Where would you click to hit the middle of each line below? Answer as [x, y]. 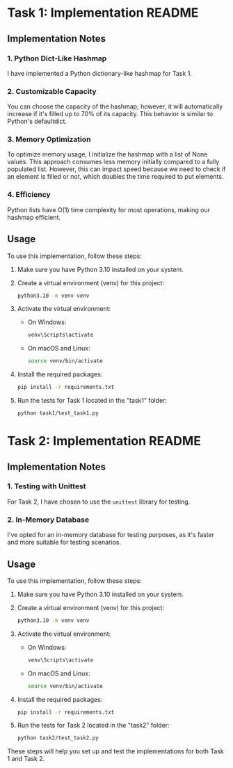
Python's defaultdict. [37, 121]
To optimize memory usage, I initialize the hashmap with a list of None [107, 154]
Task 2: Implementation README [104, 441]
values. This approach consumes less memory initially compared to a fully [113, 162]
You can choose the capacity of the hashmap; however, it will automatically [115, 106]
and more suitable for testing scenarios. [64, 542]
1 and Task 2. [26, 759]
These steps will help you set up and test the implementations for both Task [115, 751]
